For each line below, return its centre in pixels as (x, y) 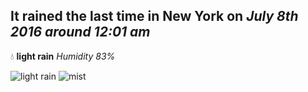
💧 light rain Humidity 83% (63, 56)
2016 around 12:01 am (80, 32)
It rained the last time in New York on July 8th (154, 16)
